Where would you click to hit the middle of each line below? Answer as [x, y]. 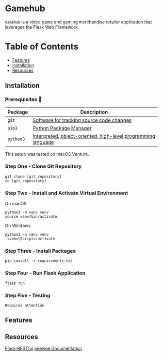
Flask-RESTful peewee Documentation [44, 348]
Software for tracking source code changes [82, 120]
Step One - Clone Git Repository [43, 166]
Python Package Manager [62, 128]
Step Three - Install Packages [41, 251]
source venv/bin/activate [31, 217]
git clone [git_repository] [33, 177]
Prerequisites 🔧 [24, 99]
